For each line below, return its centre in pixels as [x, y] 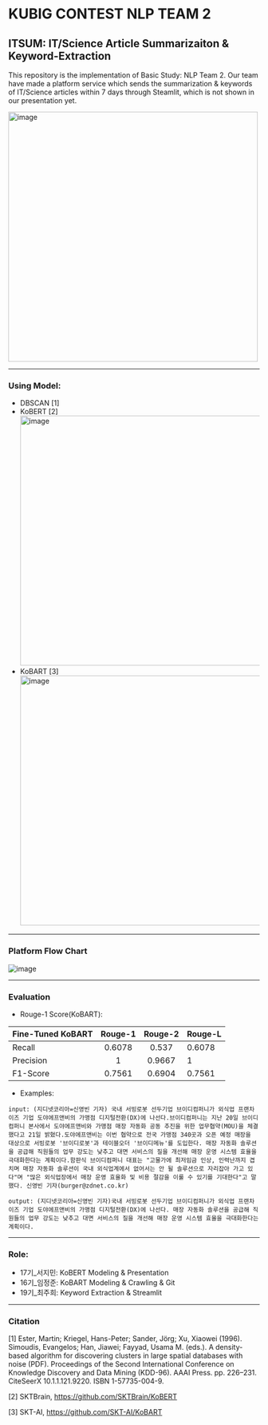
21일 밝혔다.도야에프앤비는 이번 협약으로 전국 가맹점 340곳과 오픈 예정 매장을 [139, 1135]
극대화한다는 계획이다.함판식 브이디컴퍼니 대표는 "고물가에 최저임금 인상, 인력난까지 [127, 1160]
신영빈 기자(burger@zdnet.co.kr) [78, 1186]
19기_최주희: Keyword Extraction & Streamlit [91, 1293]
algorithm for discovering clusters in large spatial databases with [137, 1355]
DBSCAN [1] [39, 403]
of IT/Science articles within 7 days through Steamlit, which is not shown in [132, 92]
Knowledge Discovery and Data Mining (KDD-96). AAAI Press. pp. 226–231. [133, 1373]
